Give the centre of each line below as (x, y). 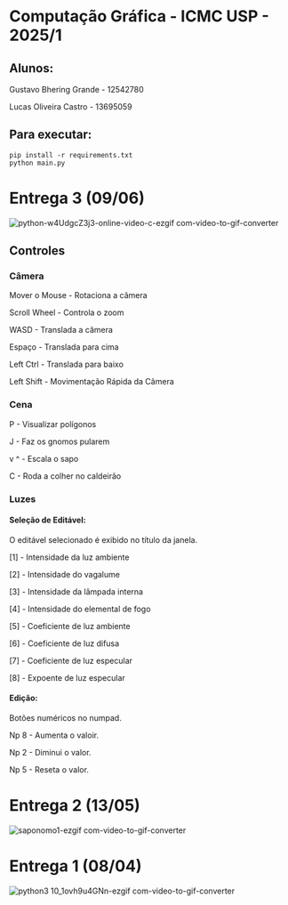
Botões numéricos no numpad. (65, 718)
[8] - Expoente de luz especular (68, 677)
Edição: (24, 698)
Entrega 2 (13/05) (75, 806)
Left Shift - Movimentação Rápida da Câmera (92, 382)
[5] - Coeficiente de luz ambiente (70, 626)
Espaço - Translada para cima (64, 347)
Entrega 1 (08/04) (76, 866)
